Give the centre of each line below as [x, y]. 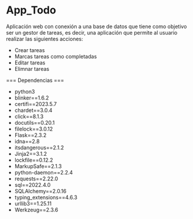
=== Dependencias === [35, 80]
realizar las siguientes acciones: [45, 39]
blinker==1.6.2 [32, 98]
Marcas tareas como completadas [56, 56]
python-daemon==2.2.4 [44, 172]
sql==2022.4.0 [32, 184]
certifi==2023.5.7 [36, 104]
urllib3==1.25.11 [33, 203]
